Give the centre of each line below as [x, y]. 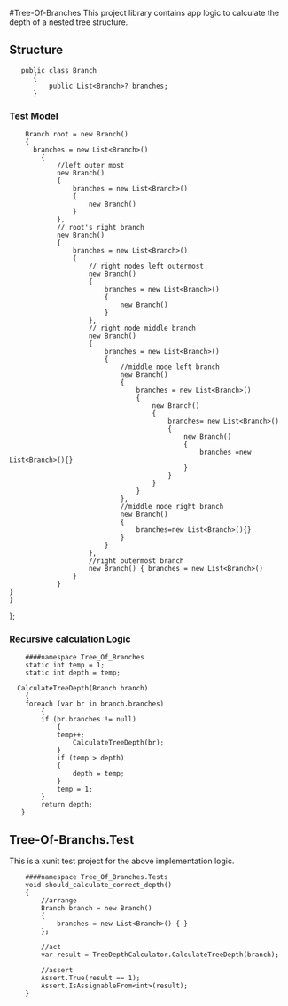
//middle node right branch [172, 507]
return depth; [67, 805]
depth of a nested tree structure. [69, 22]
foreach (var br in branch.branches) [95, 704]
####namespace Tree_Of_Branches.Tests [97, 877]
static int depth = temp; [73, 673]
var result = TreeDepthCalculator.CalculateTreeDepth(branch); [160, 955]
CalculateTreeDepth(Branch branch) [83, 689]
